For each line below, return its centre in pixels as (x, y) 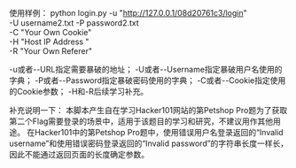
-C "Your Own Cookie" (51, 32)
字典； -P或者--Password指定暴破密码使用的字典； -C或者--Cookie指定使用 (148, 80)
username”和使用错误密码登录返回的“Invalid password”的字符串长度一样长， (149, 143)
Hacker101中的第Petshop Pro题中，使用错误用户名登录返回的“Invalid (159, 132)
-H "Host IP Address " (49, 42)
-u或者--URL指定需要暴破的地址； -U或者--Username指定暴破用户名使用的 (146, 69)
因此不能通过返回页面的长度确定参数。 (79, 154)
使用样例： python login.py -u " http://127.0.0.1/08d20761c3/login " (129, 13)
